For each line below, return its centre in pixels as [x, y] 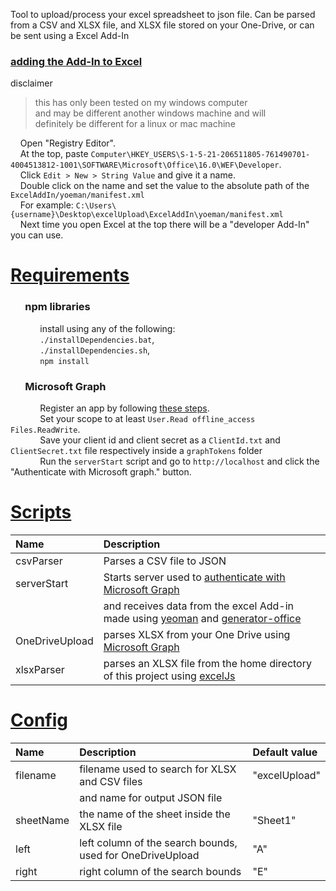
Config [39, 720]
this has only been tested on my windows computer [141, 103]
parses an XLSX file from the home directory [207, 664]
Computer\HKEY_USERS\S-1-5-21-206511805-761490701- [200, 155]
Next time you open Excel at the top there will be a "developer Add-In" [164, 225]
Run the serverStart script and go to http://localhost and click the [179, 461]
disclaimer [31, 83]
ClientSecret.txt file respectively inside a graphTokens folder [136, 451]
